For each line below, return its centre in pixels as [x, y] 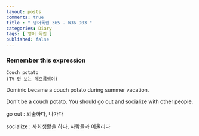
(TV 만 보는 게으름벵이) [32, 79]
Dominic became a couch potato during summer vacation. [78, 90]
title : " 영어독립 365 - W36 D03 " [49, 23]
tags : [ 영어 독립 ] [29, 34]
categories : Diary [29, 28]
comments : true [25, 17]
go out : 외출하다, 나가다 [35, 114]
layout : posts [24, 12]
